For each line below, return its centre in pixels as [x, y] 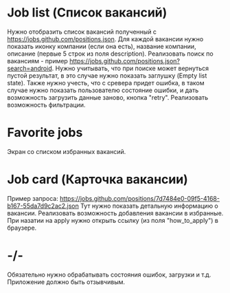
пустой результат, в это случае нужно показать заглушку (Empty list [107, 75]
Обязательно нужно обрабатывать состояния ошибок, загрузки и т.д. [109, 274]
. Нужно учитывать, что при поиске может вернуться [130, 68]
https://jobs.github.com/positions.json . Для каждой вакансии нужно [105, 39]
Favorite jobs [45, 133]
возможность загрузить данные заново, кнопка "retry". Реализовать [108, 97]
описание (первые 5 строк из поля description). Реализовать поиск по [111, 54]
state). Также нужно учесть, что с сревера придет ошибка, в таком [106, 83]
